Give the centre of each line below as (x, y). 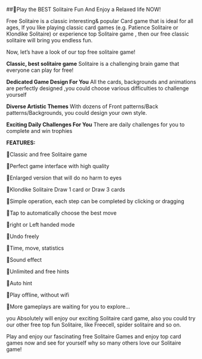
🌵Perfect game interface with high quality (58, 166)
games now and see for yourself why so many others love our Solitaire (94, 343)
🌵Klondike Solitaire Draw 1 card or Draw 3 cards (66, 189)
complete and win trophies (39, 131)
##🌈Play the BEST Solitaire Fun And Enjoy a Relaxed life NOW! (84, 9)
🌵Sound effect (24, 260)
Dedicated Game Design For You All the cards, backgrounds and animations (101, 82)
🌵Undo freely (23, 236)
